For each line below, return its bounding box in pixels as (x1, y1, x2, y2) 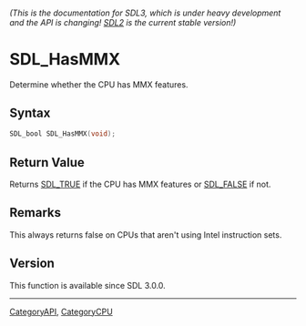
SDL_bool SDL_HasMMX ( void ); (9, 129, 117, 138)
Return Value (9, 155, 85, 170)
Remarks (9, 205, 62, 220)
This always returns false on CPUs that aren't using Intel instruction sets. (9, 229, 282, 240)
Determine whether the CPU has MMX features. (9, 78, 189, 90)
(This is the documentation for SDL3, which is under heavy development (9, 7, 281, 18)
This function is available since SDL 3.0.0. (9, 280, 166, 290)
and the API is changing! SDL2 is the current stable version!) (9, 16, 237, 27)
